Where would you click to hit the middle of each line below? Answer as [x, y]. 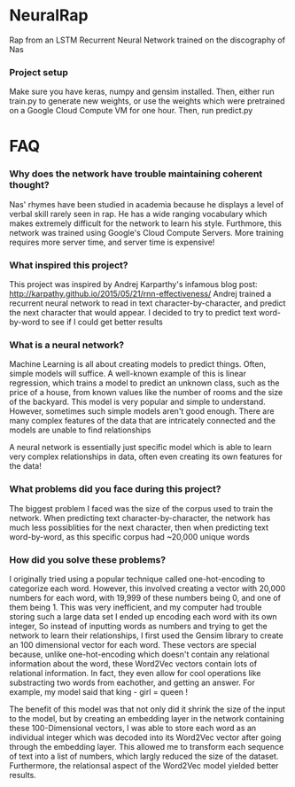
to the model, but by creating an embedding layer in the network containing [147, 718]
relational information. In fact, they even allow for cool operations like [135, 673]
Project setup [39, 72]
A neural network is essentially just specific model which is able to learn [140, 448]
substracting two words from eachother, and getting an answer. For [132, 682]
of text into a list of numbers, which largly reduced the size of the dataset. [144, 756]
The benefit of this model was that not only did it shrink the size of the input [147, 709]
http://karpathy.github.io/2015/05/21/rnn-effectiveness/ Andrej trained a [140, 294]
